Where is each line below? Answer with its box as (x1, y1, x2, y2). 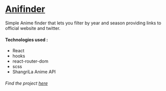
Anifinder (5, 3, 46, 15)
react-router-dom (12, 58, 49, 64)
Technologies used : (5, 36, 48, 43)
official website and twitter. (5, 25, 61, 31)
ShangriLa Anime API (12, 69, 56, 75)
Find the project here (5, 80, 48, 86)
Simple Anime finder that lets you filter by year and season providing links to (5, 20, 162, 26)
